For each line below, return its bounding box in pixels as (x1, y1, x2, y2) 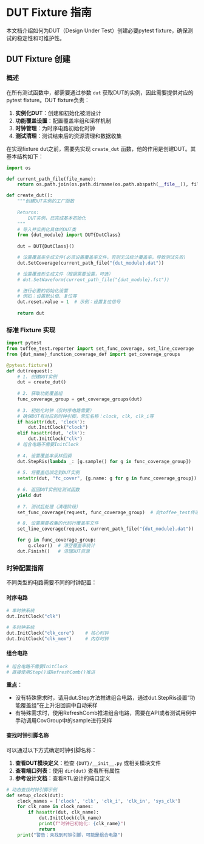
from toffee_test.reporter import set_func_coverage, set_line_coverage (6, 346, 194, 352)
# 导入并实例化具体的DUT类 (17, 226, 76, 232)
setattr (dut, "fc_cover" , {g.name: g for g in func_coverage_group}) (17, 475, 197, 481)
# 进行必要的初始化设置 (17, 287, 68, 294)
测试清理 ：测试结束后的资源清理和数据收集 (15, 132, 122, 139)
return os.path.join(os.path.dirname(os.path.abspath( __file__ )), (17, 181, 189, 187)
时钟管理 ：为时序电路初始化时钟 (15, 124, 95, 131)
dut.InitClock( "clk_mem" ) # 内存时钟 (6, 635, 109, 642)
